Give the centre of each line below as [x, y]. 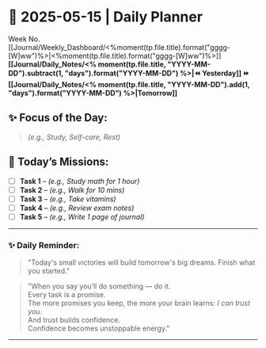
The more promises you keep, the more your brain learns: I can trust [139, 303]
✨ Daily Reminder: [44, 245]
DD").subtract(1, [36, 73]
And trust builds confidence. [74, 320]
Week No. [25, 39]
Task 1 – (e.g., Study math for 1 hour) [80, 181]
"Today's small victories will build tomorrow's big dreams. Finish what [141, 262]
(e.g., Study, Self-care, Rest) [74, 137]
